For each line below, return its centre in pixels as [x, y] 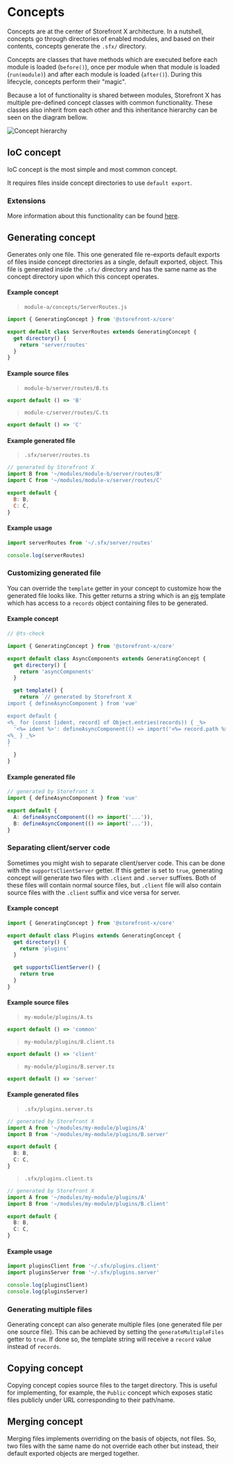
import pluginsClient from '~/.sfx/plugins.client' [83, 1266]
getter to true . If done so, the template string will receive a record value [109, 1339]
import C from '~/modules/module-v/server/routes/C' [85, 481]
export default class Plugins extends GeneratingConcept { [94, 935]
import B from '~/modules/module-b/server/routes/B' [85, 474]
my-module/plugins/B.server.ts [69, 1067]
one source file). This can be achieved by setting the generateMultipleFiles [115, 1332]
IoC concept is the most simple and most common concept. [93, 169]
